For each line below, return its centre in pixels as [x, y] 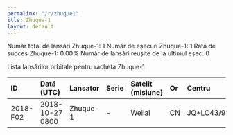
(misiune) [147, 93]
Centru [199, 89]
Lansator [84, 89]
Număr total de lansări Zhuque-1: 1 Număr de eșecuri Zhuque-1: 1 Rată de [112, 46]
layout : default [31, 26]
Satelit [141, 84]
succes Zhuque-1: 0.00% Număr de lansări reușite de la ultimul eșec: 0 [109, 53]
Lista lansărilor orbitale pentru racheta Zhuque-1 [76, 67]
